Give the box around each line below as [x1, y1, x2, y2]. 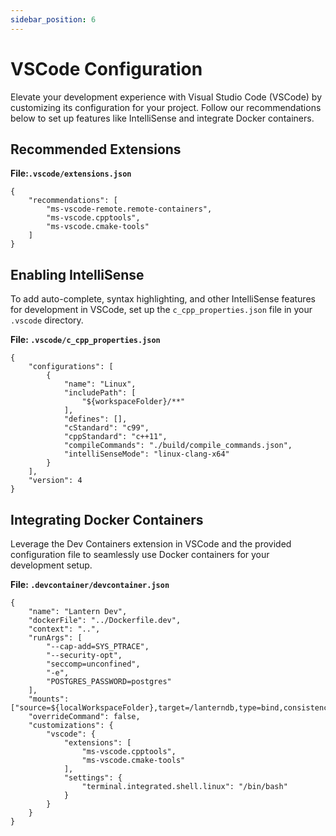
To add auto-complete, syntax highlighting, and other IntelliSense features [10, 293, 316, 305]
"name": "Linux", [63, 379, 137, 390]
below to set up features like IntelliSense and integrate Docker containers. [10, 112, 315, 124]
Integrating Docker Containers [10, 511, 204, 528]
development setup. [10, 559, 93, 571]
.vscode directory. [10, 314, 84, 326]
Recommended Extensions [10, 141, 182, 158]
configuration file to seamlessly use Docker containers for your [10, 549, 270, 560]
